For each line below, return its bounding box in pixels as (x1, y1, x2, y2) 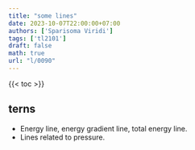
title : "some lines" (8, 11, 78, 20)
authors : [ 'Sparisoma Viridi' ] (8, 27, 114, 35)
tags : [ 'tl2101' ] (8, 34, 67, 43)
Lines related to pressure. (19, 132, 106, 142)
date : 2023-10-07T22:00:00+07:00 (8, 19, 121, 27)
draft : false (8, 42, 52, 50)
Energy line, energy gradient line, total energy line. (19, 123, 188, 133)
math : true (8, 49, 45, 57)
